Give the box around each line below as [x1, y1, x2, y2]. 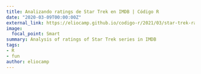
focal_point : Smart [11, 31, 60, 37]
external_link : [6, 20, 44, 26]
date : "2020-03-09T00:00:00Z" [6, 14, 82, 20]
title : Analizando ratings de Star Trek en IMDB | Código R [6, 8, 160, 15]
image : [6, 25, 23, 32]
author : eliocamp [6, 58, 50, 64]
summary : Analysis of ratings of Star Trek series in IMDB [6, 36, 157, 42]
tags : [6, 42, 20, 48]
